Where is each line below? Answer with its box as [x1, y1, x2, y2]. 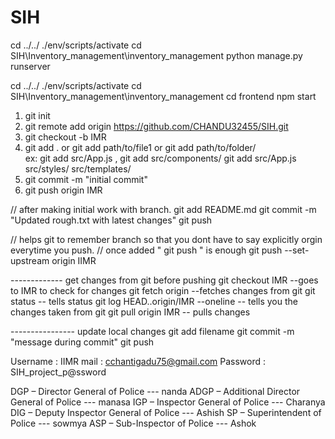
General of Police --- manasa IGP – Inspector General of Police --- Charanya [10, 396, 326, 408]
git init [24, 109, 51, 121]
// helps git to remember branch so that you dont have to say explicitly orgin [10, 233, 323, 245]
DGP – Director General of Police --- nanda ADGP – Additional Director [10, 385, 301, 397]
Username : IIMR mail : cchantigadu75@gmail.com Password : [10, 355, 267, 367]
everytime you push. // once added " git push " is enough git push [10, 244, 283, 256]
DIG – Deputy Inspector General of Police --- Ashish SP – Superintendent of [10, 406, 322, 418]
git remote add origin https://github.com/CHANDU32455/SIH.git [24, 120, 289, 132]
